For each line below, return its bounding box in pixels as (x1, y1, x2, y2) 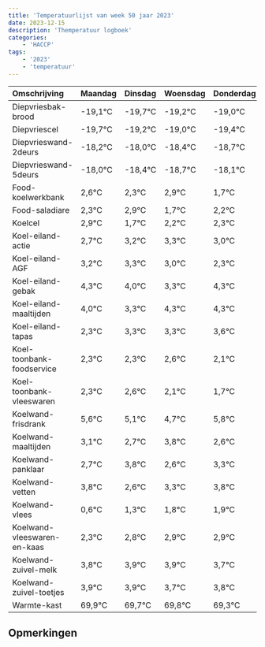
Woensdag (164, 87, 206, 99)
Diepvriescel (12, 124, 59, 135)
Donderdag (212, 87, 256, 99)
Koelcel (12, 218, 40, 229)
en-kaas (12, 541, 45, 552)
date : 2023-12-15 (8, 19, 65, 27)
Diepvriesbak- (12, 101, 67, 112)
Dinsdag (124, 87, 156, 99)
